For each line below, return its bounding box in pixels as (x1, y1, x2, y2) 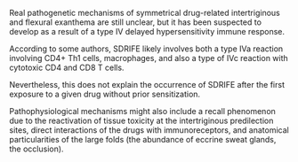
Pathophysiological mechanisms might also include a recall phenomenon (9, 106, 276, 116)
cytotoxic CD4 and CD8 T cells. (9, 62, 125, 73)
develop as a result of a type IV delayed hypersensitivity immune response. (9, 27, 286, 36)
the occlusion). (9, 143, 64, 154)
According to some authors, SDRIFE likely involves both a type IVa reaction (9, 43, 284, 54)
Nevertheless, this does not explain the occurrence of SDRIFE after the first (9, 80, 285, 89)
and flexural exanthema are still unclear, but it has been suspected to (9, 17, 262, 27)
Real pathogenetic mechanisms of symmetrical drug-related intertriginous (9, 8, 280, 18)
